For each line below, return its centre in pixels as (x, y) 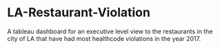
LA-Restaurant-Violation (79, 13)
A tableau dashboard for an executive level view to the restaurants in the (110, 31)
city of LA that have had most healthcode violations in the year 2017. (104, 38)
